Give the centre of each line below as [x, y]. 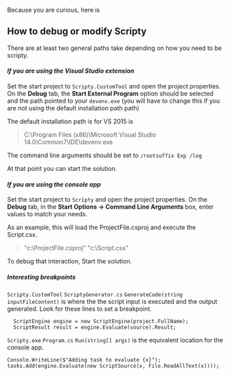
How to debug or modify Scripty [77, 31]
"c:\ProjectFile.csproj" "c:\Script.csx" [76, 248]
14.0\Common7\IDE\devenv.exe [68, 142]
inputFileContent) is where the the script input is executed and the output [112, 302]
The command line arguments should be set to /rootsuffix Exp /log [105, 155]
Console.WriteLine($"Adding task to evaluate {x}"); [84, 360]
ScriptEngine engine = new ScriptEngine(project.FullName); [101, 322]
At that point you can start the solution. [62, 169]
